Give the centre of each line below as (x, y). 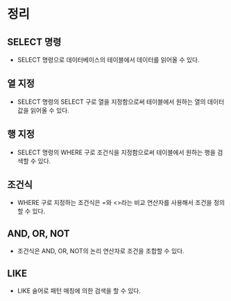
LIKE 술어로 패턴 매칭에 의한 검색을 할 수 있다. (79, 291)
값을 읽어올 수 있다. (43, 110)
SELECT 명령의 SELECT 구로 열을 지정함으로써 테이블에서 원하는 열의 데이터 (121, 102)
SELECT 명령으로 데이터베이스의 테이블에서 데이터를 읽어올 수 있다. (108, 60)
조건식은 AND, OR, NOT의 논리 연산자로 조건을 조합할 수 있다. (101, 251)
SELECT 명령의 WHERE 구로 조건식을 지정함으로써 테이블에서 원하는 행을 (117, 152)
